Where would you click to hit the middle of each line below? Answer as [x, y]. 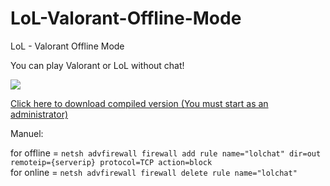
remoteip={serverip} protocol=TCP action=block [111, 162]
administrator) [39, 114]
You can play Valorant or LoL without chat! [97, 65]
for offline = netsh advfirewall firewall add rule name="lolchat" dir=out [166, 153]
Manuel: [27, 133]
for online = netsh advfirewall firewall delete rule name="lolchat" [154, 172]
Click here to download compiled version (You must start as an [139, 103]
